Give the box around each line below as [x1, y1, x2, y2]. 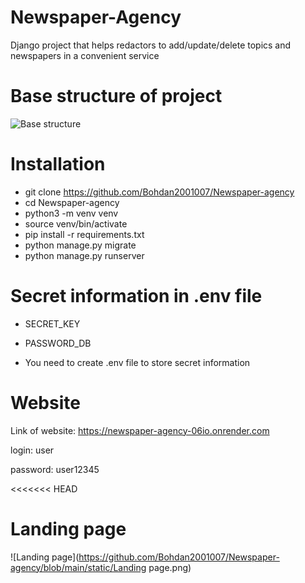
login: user [10, 444, 55, 456]
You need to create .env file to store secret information [24, 356, 251, 368]
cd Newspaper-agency [24, 196, 120, 208]
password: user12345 [10, 463, 100, 475]
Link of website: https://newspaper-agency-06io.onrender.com [10, 424, 270, 436]
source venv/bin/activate [24, 217, 128, 230]
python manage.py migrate [24, 239, 137, 251]
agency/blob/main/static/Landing [10, 561, 147, 573]
